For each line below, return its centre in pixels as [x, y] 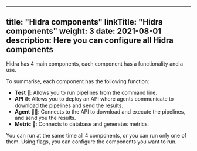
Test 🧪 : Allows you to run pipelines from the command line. [86, 92]
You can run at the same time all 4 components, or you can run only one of [96, 135]
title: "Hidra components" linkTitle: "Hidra [84, 22]
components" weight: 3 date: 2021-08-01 [84, 31]
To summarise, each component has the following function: [78, 81]
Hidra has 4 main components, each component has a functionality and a [95, 64]
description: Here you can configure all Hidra [90, 41]
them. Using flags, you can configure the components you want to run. [91, 142]
